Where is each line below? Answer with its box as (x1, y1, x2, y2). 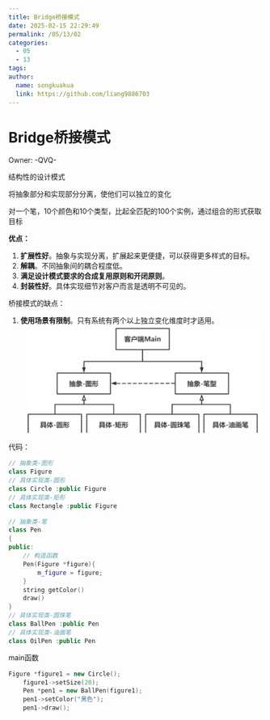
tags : (8, 65, 27, 73)
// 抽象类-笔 (8, 518, 48, 526)
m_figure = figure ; (37, 569, 103, 577)
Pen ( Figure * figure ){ (23, 560, 95, 568)
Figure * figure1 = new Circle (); (8, 670, 121, 678)
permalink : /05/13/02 (8, 30, 82, 38)
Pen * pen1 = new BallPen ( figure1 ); (23, 687, 143, 695)
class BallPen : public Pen (8, 620, 99, 629)
